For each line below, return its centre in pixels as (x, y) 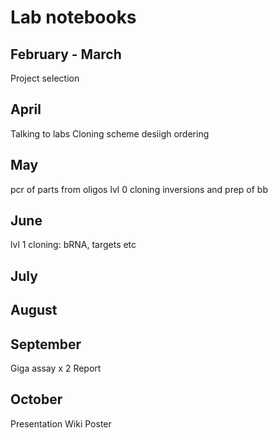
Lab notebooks (73, 17)
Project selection (45, 78)
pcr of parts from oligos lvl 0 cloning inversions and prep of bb (139, 189)
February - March (66, 54)
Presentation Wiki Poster (61, 423)
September (46, 344)
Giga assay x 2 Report (56, 368)
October (36, 399)
